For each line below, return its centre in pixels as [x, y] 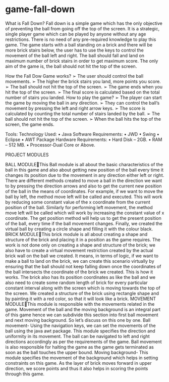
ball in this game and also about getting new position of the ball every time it [84, 170]
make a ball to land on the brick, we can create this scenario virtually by [80, 261]
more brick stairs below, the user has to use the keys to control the [74, 50]
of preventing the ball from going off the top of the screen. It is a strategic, [82, 28]
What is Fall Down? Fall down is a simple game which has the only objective [84, 23]
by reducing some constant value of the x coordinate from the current [78, 202]
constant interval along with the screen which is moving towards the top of [83, 288]
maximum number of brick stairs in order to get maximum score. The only [82, 61]
